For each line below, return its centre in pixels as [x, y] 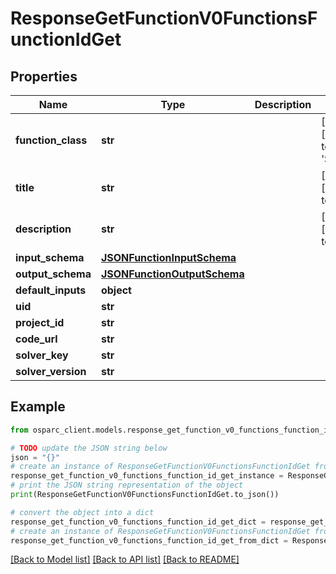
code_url [36, 339]
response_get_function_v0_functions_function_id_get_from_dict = [149, 540]
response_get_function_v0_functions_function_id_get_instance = [147, 476]
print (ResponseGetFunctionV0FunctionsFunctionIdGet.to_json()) [145, 495]
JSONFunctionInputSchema [168, 257]
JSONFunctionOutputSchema [172, 274]
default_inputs [51, 290]
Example [38, 407]
